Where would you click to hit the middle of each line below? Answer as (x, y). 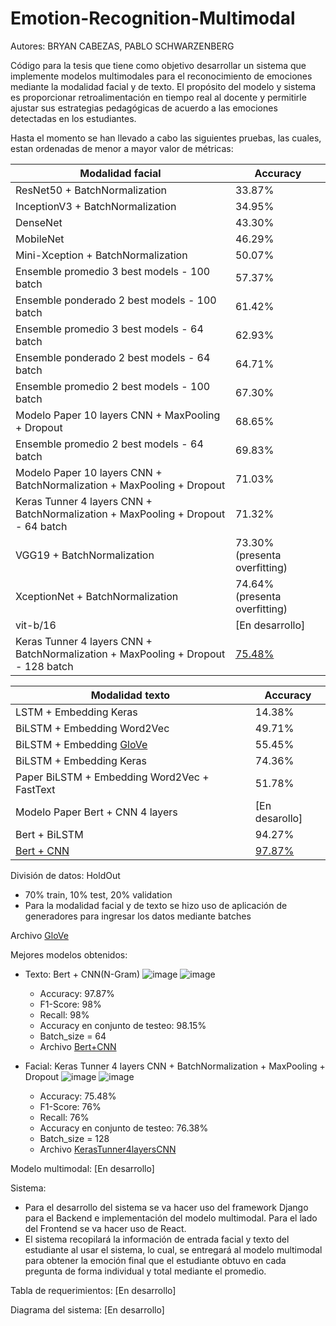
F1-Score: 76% (70, 1106)
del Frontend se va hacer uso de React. (105, 1228)
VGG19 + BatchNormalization (85, 555)
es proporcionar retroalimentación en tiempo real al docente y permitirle (158, 97)
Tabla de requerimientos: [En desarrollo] (93, 1290)
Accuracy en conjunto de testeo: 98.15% (123, 1025)
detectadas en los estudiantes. (73, 118)
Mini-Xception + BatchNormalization (101, 255)
